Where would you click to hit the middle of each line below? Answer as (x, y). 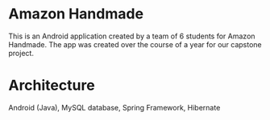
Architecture (52, 86)
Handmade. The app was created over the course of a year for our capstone (135, 44)
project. (21, 53)
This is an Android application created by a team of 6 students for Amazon (132, 36)
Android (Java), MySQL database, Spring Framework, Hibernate (114, 107)
